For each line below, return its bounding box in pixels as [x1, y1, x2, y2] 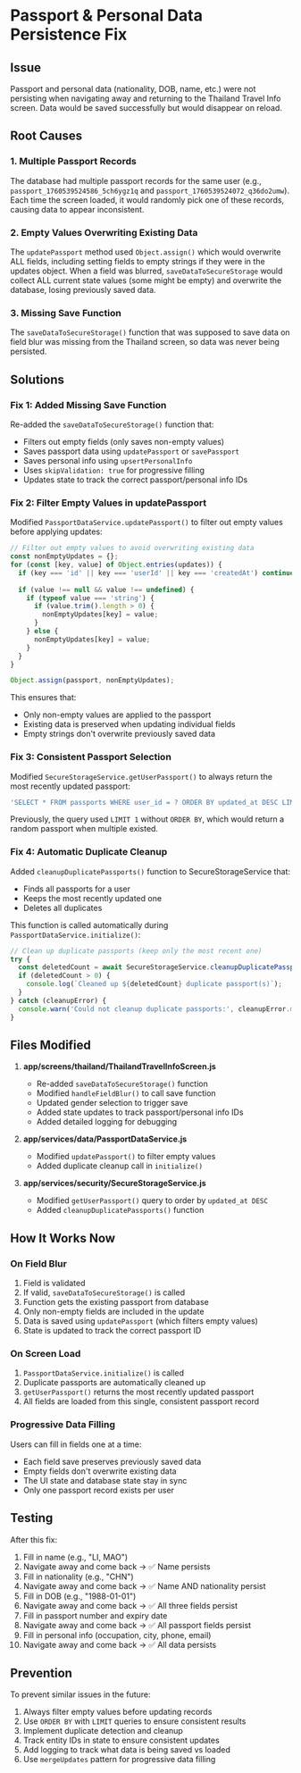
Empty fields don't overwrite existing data [22, 1466, 177, 1476]
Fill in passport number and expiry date [22, 1610, 168, 1621]
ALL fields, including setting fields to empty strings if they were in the [10, 255, 266, 266]
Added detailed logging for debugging [36, 1116, 178, 1127]
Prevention [10, 1665, 72, 1680]
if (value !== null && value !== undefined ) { [18, 585, 195, 594]
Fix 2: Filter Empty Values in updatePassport [10, 497, 207, 509]
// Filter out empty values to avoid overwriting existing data [10, 544, 255, 553]
